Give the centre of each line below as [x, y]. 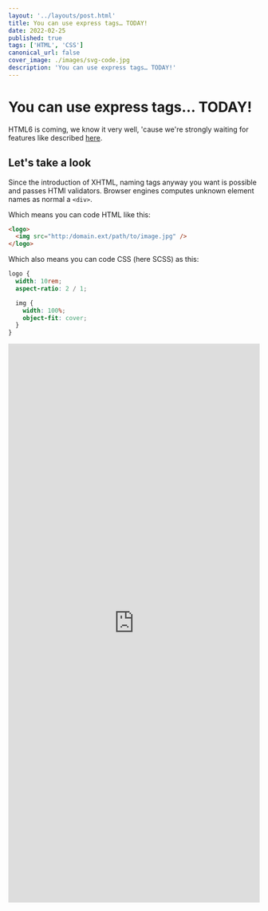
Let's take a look [50, 163]
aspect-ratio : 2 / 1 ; [51, 288]
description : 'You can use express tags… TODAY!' [93, 68]
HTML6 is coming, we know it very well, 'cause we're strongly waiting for [128, 129]
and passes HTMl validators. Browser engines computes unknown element [131, 190]
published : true [35, 38]
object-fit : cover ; [55, 318]
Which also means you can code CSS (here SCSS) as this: [104, 259]
